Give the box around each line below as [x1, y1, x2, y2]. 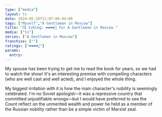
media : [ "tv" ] [5, 30, 34, 35]
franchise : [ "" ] [5, 39, 38, 44]
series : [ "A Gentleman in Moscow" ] [5, 35, 77, 39]
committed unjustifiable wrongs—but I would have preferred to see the [5, 96, 147, 102]
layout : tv [5, 12, 27, 17]
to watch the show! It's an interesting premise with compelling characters [5, 71, 152, 77]
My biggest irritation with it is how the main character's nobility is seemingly [5, 86, 158, 92]
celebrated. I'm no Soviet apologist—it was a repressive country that [5, 91, 143, 97]
